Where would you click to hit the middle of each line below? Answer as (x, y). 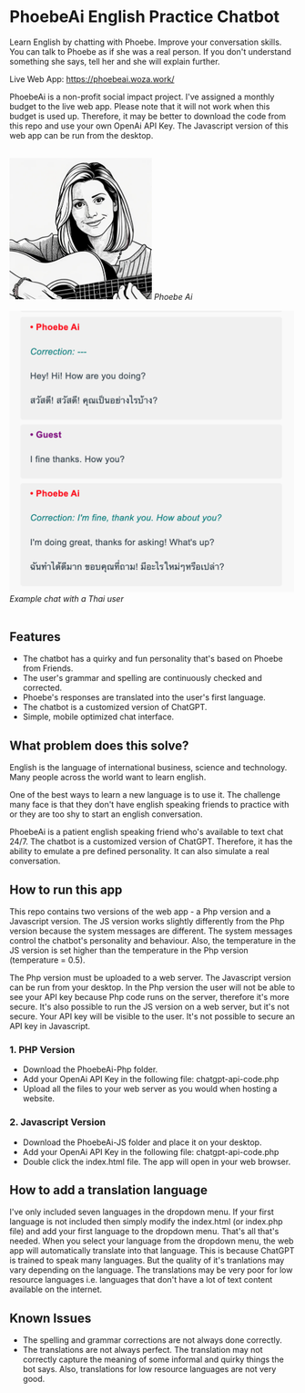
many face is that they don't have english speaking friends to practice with (149, 805)
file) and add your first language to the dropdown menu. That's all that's (144, 1232)
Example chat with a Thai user (67, 598)
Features (35, 637)
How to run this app (66, 889)
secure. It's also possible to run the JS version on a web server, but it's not (149, 1007)
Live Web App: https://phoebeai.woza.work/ (92, 78)
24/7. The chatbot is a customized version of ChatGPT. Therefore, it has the (151, 841)
